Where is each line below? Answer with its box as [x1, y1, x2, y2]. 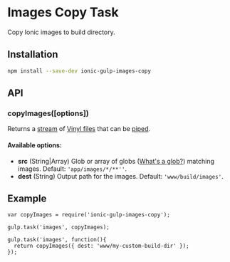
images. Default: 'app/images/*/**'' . [17, 164, 127, 173]
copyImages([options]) [7, 108, 89, 118]
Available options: [7, 140, 63, 150]
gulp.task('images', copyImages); [7, 224, 110, 231]
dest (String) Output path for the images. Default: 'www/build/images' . [17, 172, 224, 180]
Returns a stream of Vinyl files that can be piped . [7, 125, 151, 133]
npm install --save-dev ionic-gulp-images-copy [7, 67, 152, 75]
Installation [7, 48, 58, 61]
